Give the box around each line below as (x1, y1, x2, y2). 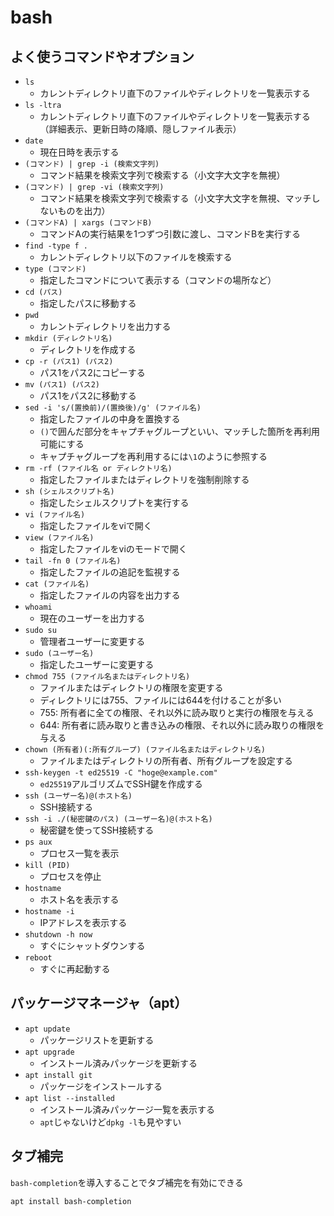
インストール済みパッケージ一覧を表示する (39, 1103, 216, 1115)
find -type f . (24, 241, 89, 251)
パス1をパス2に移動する (39, 390, 137, 401)
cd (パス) (24, 287, 63, 297)
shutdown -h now (24, 930, 93, 940)
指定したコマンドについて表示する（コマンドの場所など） (39, 274, 277, 286)
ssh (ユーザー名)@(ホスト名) (24, 791, 133, 801)
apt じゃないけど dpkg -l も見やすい (39, 1116, 182, 1128)
